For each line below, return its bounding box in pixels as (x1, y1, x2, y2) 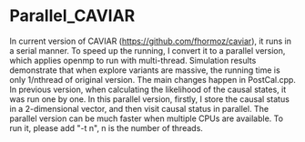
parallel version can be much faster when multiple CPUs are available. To (9, 113, 284, 124)
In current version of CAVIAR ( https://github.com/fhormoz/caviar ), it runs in (9, 35, 291, 46)
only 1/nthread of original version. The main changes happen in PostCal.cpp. (9, 74, 296, 85)
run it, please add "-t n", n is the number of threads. (9, 122, 203, 133)
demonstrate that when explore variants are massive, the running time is (9, 65, 280, 76)
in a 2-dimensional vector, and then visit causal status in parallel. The (9, 103, 269, 114)
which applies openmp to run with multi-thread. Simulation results (9, 55, 257, 66)
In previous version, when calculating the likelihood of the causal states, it (9, 84, 287, 95)
